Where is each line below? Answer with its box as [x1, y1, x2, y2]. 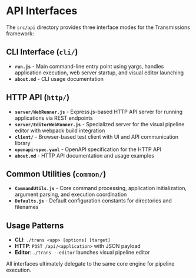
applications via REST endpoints [14, 114, 93, 122]
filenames [14, 204, 39, 211]
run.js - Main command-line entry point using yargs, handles [14, 63, 164, 70]
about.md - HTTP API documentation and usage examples [14, 152, 155, 159]
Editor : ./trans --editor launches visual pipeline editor [14, 249, 150, 256]
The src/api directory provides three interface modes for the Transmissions [6, 24, 190, 31]
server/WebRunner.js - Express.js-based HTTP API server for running [14, 108, 183, 115]
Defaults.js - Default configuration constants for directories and [14, 197, 172, 204]
